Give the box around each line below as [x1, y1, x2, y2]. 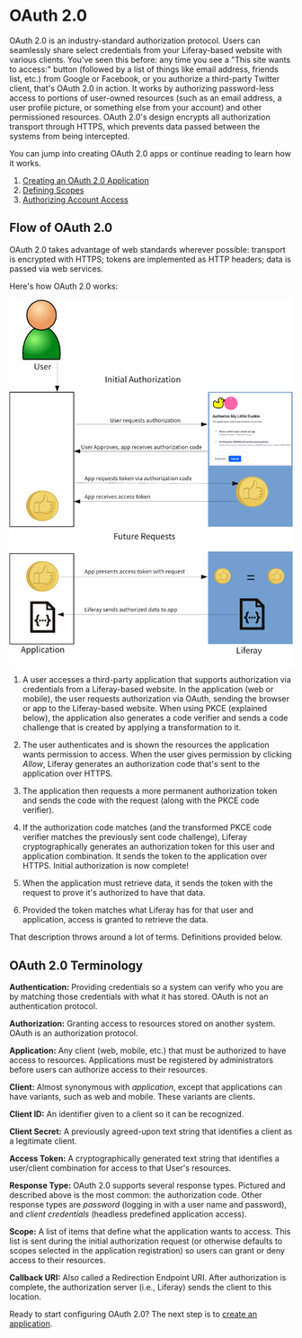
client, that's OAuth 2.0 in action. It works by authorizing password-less [9, 83, 274, 94]
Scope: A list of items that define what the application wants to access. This [9, 1226, 291, 1237]
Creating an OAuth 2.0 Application [22, 174, 150, 185]
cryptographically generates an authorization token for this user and [22, 842, 276, 852]
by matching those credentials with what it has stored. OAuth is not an [9, 991, 269, 1003]
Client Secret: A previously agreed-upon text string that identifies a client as [9, 1126, 293, 1137]
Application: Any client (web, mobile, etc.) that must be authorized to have [9, 1045, 287, 1057]
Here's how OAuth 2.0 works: [9, 281, 119, 291]
